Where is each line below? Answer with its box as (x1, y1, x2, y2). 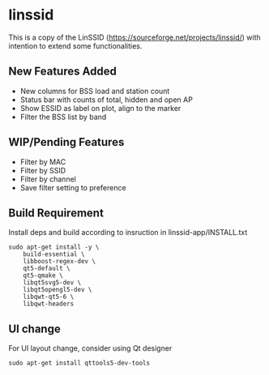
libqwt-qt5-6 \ (23, 293, 75, 301)
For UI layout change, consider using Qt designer (8, 343, 173, 353)
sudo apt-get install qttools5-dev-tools (8, 359, 151, 368)
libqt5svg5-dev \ (23, 279, 82, 287)
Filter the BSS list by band (19, 112, 107, 121)
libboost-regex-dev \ (23, 258, 96, 266)
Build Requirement (8, 206, 104, 219)
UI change (8, 322, 61, 335)
